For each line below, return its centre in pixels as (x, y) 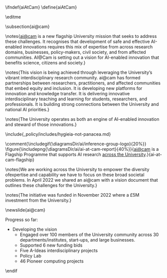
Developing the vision (35, 229)
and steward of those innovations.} (41, 125)
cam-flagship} (20, 160)
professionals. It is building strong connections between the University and (82, 104)
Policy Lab (30, 256)
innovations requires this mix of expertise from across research (88, 47)
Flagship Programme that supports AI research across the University (76, 154)
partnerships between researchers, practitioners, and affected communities (83, 83)
